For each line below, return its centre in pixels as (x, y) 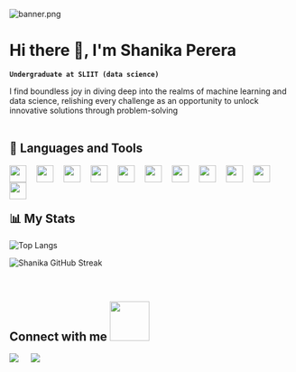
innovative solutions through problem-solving (94, 110)
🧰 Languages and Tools (76, 149)
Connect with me (59, 336)
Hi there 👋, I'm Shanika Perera (123, 51)
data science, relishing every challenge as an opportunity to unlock (134, 100)
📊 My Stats (42, 219)
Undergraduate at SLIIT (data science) (84, 74)
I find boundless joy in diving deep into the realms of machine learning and (148, 91)
